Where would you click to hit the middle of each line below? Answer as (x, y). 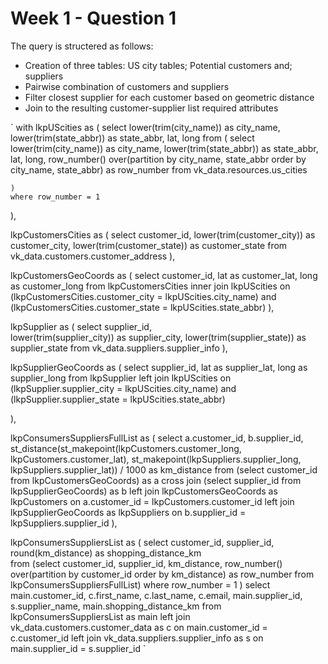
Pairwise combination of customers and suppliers (127, 86)
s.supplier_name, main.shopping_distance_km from (116, 606)
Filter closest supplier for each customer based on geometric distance (169, 97)
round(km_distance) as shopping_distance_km (106, 553)
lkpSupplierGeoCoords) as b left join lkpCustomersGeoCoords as (144, 491)
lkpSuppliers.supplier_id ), (64, 523)
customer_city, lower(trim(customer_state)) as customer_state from (149, 245)
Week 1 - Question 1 (93, 18)
